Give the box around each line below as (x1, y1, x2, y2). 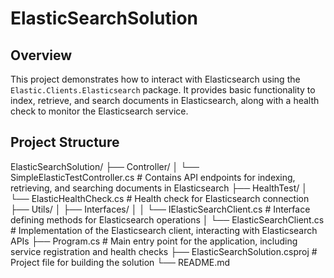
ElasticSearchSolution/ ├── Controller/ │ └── (10, 160, 200, 172)
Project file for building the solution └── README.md (10, 256, 231, 268)
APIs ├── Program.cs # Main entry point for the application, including (10, 235, 298, 247)
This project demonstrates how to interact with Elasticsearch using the (10, 73, 301, 85)
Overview (10, 47, 73, 64)
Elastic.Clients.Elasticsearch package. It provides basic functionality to (10, 84, 316, 96)
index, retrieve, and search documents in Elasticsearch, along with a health (10, 95, 320, 106)
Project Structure (10, 134, 120, 151)
